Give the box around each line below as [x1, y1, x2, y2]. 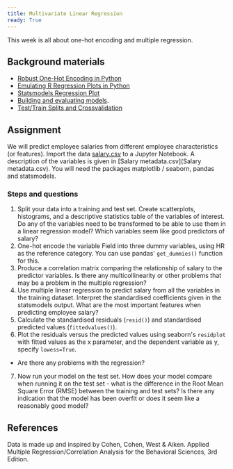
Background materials [7, 56, 106, 67]
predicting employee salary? [17, 308, 99, 317]
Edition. [7, 455, 29, 463]
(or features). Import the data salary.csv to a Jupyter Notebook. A [7, 150, 195, 158]
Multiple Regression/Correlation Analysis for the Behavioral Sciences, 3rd [7, 447, 218, 456]
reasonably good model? [17, 402, 89, 410]
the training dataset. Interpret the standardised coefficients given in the [17, 293, 222, 302]
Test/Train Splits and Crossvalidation [17, 104, 123, 112]
